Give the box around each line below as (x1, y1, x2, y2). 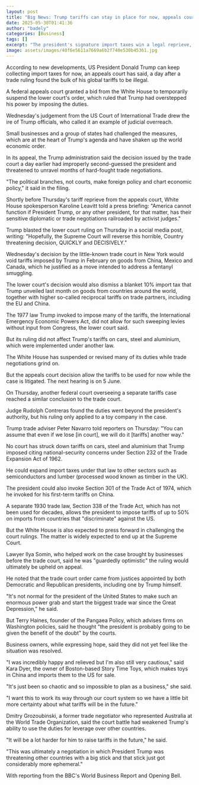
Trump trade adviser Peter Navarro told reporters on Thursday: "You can (6, 424, 184, 431)
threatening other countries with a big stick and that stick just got (6, 754, 165, 761)
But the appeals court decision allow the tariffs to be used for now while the (6, 371, 191, 378)
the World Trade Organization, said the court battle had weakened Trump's (6, 718, 189, 726)
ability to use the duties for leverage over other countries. (6, 724, 146, 732)
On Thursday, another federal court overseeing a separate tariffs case (6, 389, 177, 396)
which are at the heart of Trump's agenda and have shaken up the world (6, 136, 182, 143)
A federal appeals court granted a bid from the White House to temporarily (6, 87, 188, 95)
